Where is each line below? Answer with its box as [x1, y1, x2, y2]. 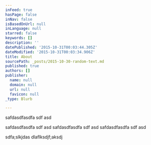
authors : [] [5, 68, 30, 74]
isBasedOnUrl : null [5, 21, 46, 27]
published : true [5, 63, 39, 68]
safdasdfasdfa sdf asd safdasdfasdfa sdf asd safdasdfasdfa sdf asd [5, 124, 146, 130]
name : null [10, 78, 33, 83]
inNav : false [5, 17, 33, 22]
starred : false [5, 31, 37, 36]
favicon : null [10, 92, 39, 97]
